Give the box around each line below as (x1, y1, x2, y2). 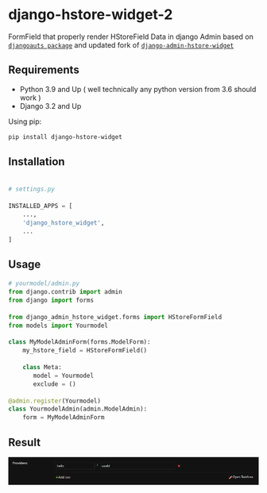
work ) (19, 93, 41, 102)
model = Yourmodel (33, 372, 94, 379)
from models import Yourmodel (8, 322, 109, 329)
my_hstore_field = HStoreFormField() (22, 347, 148, 355)
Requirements (8, 64, 79, 77)
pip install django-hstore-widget (8, 133, 123, 141)
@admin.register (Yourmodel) (8, 397, 102, 405)
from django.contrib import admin (8, 288, 123, 296)
